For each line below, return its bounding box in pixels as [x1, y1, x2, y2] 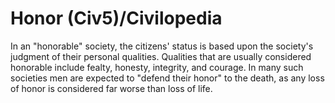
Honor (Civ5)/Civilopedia [10, 7, 223, 30]
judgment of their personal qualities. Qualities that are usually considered [10, 50, 312, 62]
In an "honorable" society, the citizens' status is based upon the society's [10, 40, 314, 52]
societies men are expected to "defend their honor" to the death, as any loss [10, 72, 325, 84]
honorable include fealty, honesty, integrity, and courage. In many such [10, 61, 304, 73]
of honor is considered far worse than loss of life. [10, 82, 213, 94]
